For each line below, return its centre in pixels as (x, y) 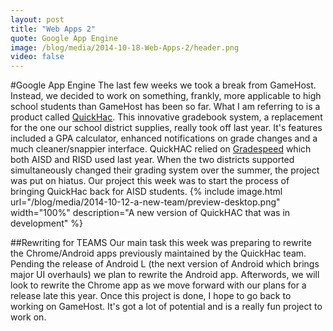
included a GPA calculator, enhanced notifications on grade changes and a (164, 138)
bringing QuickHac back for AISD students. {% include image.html (146, 192)
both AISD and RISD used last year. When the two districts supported (152, 160)
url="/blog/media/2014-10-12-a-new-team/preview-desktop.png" (145, 202)
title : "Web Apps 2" (53, 29)
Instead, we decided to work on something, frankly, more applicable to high (166, 96)
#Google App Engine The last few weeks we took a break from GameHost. (163, 85)
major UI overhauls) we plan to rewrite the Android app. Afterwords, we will (165, 275)
